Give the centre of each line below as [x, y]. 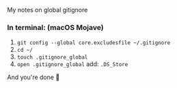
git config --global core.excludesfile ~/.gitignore [94, 43]
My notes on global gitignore [47, 10]
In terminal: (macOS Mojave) [55, 27]
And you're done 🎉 [33, 77]
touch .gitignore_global [52, 57]
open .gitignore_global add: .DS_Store [72, 64]
